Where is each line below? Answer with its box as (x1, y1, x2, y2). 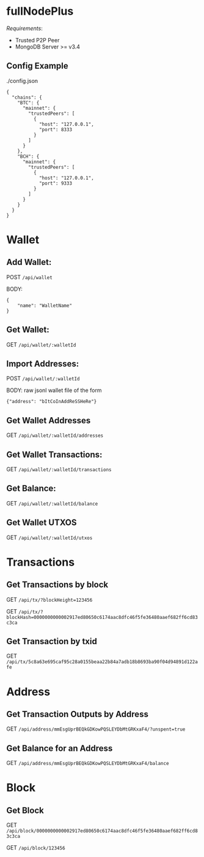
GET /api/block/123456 (6, 844, 65, 851)
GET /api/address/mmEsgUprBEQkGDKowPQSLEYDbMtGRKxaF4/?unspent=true (6, 725, 186, 732)
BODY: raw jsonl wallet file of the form (6, 386, 102, 394)
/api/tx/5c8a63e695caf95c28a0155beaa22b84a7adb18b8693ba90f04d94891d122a (6, 659, 199, 665)
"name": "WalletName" (17, 302, 72, 309)
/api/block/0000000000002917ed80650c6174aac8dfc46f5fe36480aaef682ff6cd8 (6, 828, 199, 834)
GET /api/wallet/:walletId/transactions (6, 466, 112, 473)
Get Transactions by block (6, 580, 109, 590)
